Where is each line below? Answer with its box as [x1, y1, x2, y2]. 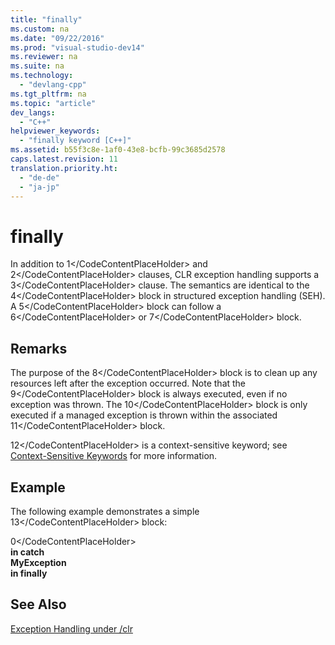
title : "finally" [10, 14, 83, 25]
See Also [10, 596, 67, 613]
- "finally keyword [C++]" [19, 136, 132, 146]
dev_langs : [10, 107, 56, 118]
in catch [10, 546, 45, 558]
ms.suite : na [10, 61, 65, 71]
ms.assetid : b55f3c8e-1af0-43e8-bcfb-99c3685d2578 [10, 145, 226, 155]
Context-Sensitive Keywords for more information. [10, 450, 218, 462]
